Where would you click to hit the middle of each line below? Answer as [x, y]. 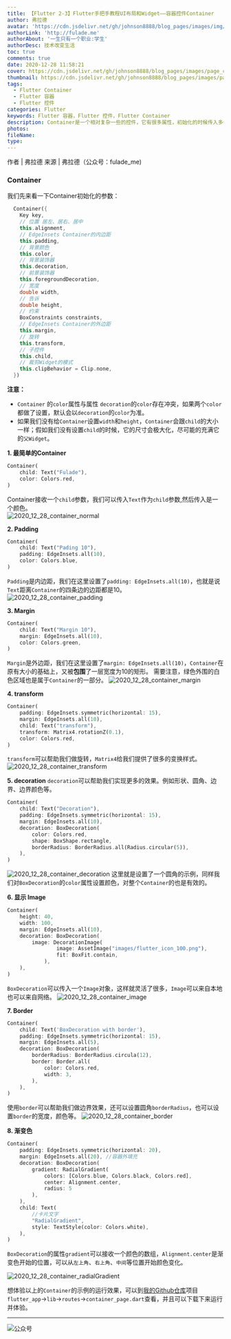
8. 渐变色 [20, 1131]
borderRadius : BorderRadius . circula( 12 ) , [92, 1056]
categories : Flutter [37, 109]
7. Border [20, 1010]
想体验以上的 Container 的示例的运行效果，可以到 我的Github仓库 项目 [102, 1290]
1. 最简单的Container [37, 453]
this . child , [36, 356]
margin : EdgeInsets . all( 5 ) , [59, 1042]
